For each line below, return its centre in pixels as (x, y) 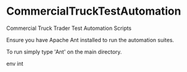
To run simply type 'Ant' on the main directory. (64, 52)
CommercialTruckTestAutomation (94, 11)
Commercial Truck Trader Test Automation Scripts (69, 28)
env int (15, 63)
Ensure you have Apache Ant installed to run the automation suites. (90, 40)
